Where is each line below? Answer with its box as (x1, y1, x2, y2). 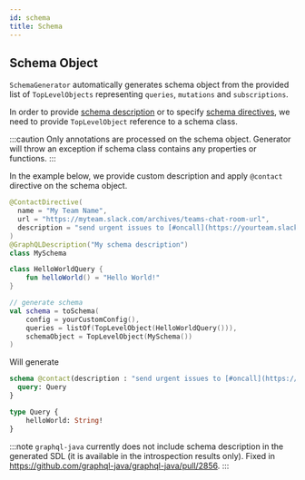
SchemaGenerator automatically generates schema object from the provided (9, 79, 290, 91)
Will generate (9, 357, 59, 367)
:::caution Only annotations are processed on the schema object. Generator (9, 133, 291, 145)
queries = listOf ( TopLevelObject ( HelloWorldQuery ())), (25, 323, 238, 332)
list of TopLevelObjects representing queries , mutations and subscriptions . (9, 89, 289, 100)
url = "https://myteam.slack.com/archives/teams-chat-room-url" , (17, 215, 271, 224)
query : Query (17, 383, 67, 392)
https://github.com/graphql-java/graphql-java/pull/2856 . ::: (9, 460, 230, 471)
